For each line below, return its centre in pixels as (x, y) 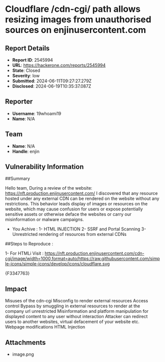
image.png (23, 354)
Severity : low (26, 76)
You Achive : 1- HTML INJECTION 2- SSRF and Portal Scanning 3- (79, 229)
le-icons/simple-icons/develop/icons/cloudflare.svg (57, 264)
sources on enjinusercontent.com (76, 30)
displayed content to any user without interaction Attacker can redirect (77, 317)
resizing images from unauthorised (78, 19)
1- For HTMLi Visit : (25, 253)
